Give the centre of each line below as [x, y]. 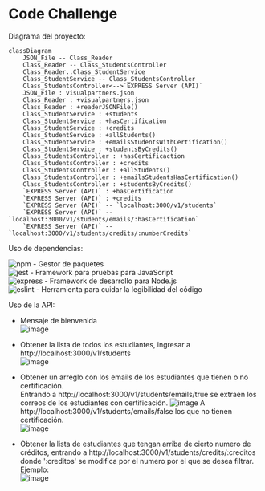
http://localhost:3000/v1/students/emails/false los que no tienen [126, 411]
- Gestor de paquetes [69, 264]
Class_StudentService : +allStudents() [90, 135]
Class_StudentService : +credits [79, 128]
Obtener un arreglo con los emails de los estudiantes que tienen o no [134, 377]
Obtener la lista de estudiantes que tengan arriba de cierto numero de [135, 444]
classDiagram [30, 51]
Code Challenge [63, 14]
